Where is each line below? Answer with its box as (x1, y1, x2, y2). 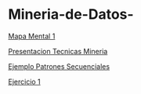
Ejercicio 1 (8, 77, 41, 86)
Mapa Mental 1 (8, 31, 56, 41)
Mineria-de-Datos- (8, 5, 135, 23)
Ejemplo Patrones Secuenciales (8, 61, 110, 71)
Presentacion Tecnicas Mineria (8, 46, 108, 56)
